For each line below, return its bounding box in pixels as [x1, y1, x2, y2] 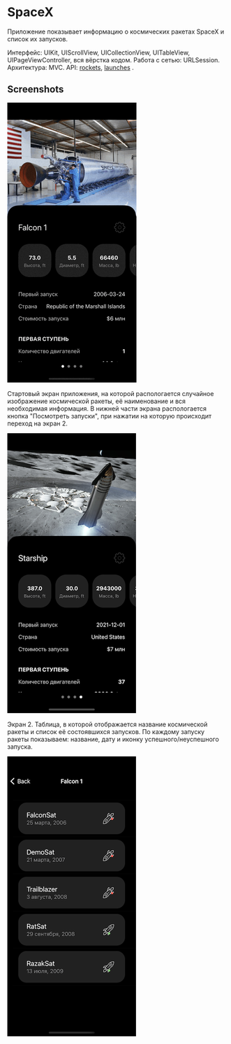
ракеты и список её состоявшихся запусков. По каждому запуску [7, 727, 204, 735]
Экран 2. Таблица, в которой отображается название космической [7, 720, 208, 728]
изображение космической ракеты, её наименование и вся [7, 397, 186, 405]
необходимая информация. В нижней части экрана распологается [7, 404, 207, 413]
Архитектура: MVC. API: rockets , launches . [7, 63, 134, 71]
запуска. [7, 742, 33, 751]
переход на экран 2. [7, 419, 68, 428]
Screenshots [7, 83, 64, 95]
